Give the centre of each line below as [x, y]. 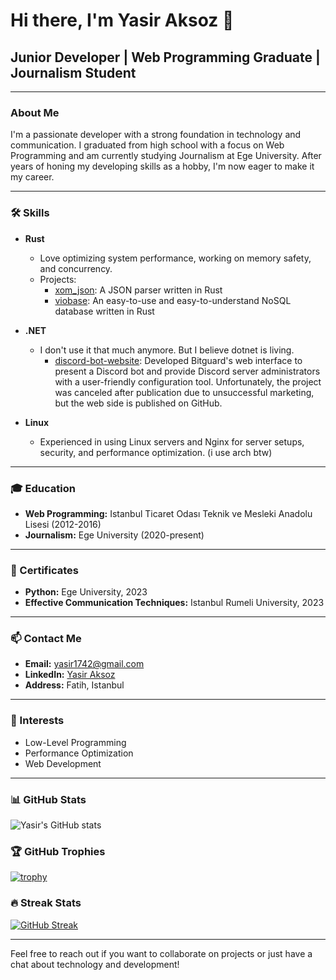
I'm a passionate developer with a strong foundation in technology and [156, 135]
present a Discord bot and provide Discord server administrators [187, 371]
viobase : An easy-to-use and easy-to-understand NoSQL [173, 300]
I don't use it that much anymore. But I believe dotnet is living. [167, 350]
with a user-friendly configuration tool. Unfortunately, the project [188, 381]
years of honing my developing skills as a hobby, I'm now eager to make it [162, 166]
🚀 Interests [37, 721]
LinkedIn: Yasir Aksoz [70, 675]
